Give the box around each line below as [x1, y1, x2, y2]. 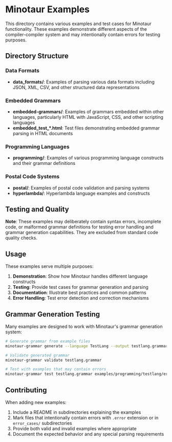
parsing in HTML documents [12, 130, 73, 136]
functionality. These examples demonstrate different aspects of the [5, 26, 147, 32]
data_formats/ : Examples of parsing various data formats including [12, 78, 155, 85]
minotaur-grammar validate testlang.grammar [5, 357, 102, 363]
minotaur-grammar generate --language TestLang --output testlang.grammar [5, 343, 168, 349]
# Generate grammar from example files [5, 339, 91, 344]
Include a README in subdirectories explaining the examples [12, 409, 141, 415]
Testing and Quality [5, 205, 69, 214]
